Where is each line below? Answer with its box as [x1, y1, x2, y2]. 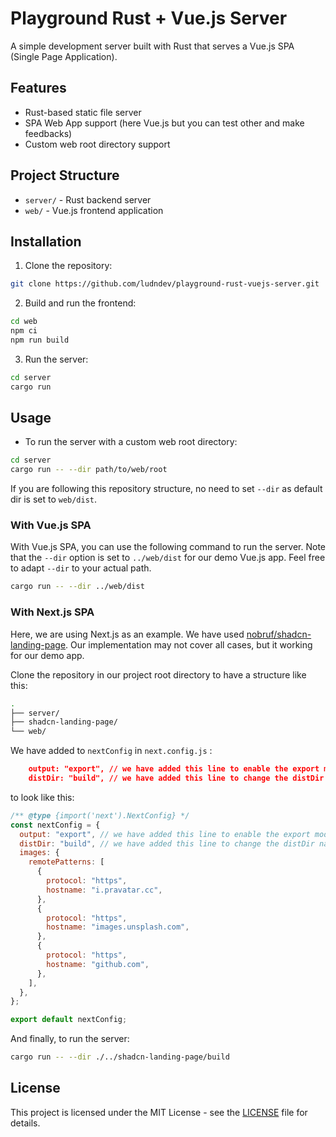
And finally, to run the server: [10, 1033, 130, 1045]
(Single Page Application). [10, 50, 118, 62]
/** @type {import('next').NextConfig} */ [10, 810, 190, 821]
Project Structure [10, 167, 120, 184]
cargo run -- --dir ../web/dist [10, 582, 145, 592]
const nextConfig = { [10, 820, 101, 830]
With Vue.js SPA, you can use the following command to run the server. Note [10, 541, 326, 553]
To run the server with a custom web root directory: [24, 436, 238, 448]
